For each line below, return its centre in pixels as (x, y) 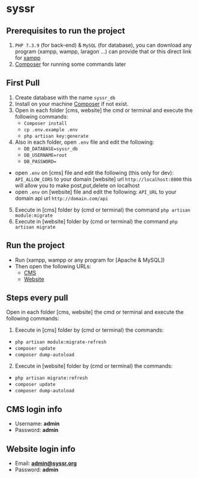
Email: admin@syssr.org (46, 464)
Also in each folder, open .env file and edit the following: (85, 142)
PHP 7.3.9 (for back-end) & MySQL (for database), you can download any (103, 45)
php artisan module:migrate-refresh (61, 342)
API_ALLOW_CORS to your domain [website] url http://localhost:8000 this (103, 179)
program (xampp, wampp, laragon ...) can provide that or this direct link (103, 52)
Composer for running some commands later (70, 64)
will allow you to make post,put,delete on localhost (77, 185)
